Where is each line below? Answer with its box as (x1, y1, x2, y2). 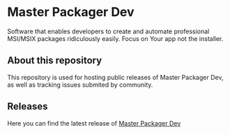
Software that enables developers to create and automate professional (7, 27, 210, 35)
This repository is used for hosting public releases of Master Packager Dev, (7, 73, 224, 81)
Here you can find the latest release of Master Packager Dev (7, 119, 181, 127)
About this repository (7, 55, 102, 67)
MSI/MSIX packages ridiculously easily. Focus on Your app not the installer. (7, 34, 224, 42)
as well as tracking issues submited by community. (7, 81, 153, 89)
